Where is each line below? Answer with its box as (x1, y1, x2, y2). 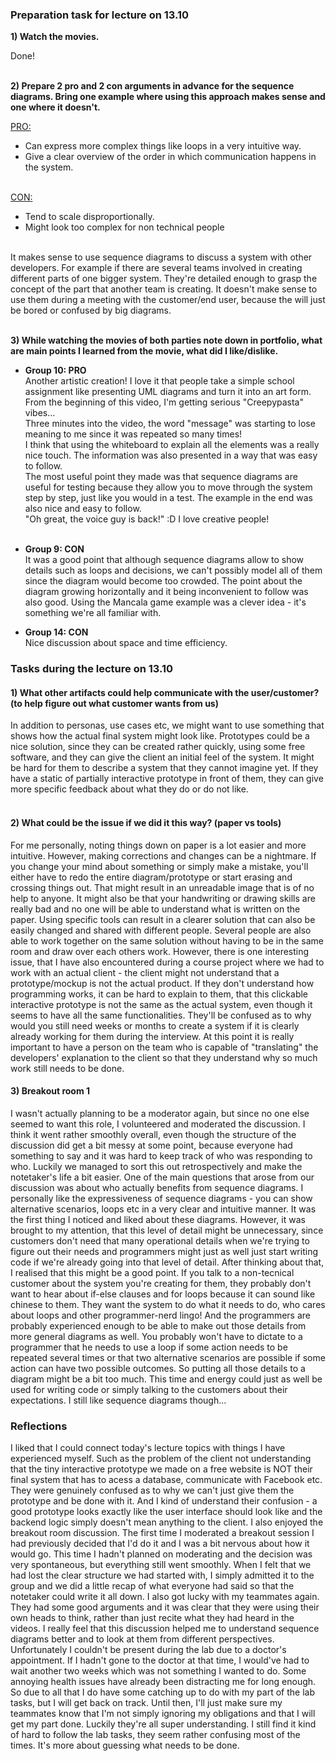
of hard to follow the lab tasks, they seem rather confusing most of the (10, 1729, 301, 1741)
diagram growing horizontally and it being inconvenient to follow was (24, 586, 309, 598)
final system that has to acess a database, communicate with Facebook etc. (10, 1474, 323, 1486)
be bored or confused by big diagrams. (10, 304, 172, 317)
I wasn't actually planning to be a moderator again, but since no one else (10, 1107, 310, 1119)
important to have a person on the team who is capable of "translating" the (10, 1041, 319, 1053)
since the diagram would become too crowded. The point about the (24, 575, 303, 587)
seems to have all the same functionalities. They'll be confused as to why (10, 1009, 312, 1021)
